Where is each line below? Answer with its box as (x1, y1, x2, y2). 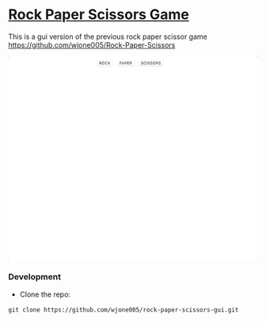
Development (8, 271, 62, 282)
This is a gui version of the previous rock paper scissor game (8, 32, 207, 41)
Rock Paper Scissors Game (8, 6, 190, 24)
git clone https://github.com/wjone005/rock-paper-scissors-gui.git (8, 305, 239, 314)
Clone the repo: (19, 289, 71, 299)
